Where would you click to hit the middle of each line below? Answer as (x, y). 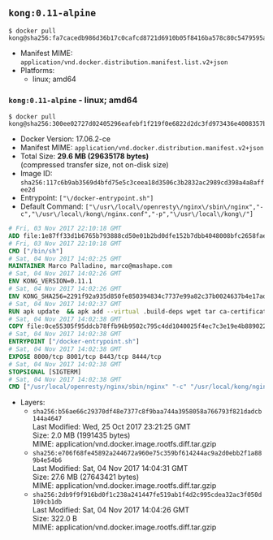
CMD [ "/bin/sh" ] (36, 251)
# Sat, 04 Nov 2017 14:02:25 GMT (65, 259)
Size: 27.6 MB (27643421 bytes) (86, 477)
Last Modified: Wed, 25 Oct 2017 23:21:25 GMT (111, 427)
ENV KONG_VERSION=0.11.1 (50, 281)
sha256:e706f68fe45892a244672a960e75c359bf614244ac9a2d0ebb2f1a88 (147, 454)
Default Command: (52, 206)
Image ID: (36, 174)
